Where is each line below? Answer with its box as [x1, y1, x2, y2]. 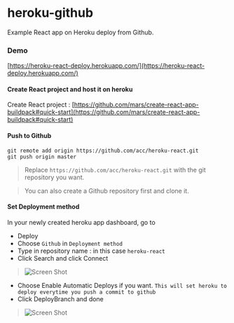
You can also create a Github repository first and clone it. [24, 186, 189, 195]
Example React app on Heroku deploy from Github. [7, 28, 154, 36]
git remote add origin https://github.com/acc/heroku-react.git [7, 147, 199, 154]
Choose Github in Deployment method [17, 239, 123, 247]
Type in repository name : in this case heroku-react [17, 247, 166, 255]
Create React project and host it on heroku [7, 85, 133, 93]
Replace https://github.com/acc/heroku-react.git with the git [24, 165, 206, 174]
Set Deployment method [7, 202, 80, 211]
